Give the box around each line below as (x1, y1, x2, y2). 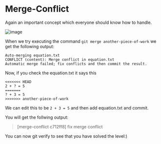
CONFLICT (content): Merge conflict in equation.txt (5, 57, 115, 62)
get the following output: (5, 43, 55, 49)
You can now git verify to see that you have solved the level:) (5, 133, 128, 139)
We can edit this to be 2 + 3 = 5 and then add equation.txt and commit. (5, 105, 149, 110)
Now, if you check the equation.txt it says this (5, 70, 97, 76)
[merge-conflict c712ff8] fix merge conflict (17, 124, 103, 129)
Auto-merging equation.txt (5, 53, 60, 58)
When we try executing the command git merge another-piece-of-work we (5, 38, 157, 44)
